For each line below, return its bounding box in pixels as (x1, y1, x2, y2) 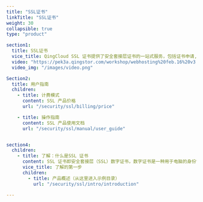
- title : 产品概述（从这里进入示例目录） (28, 175, 120, 181)
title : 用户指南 (11, 81, 50, 87)
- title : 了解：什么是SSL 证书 (17, 153, 89, 159)
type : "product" (6, 31, 47, 37)
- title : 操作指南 (17, 114, 60, 121)
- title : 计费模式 (17, 92, 60, 98)
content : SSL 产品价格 (22, 98, 76, 104)
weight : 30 (6, 20, 34, 26)
